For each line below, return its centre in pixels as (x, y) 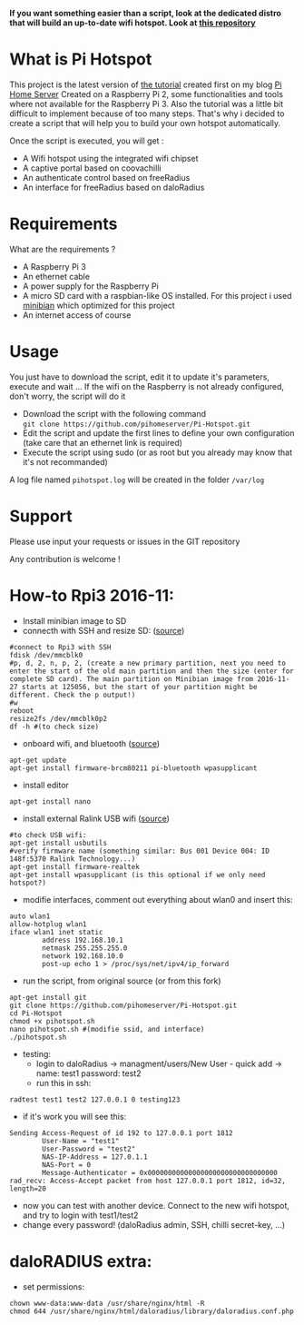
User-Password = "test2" (89, 1149)
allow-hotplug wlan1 (49, 924)
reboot (22, 711)
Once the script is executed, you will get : (87, 141)
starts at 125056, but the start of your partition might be (139, 687)
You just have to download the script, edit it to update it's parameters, (140, 377)
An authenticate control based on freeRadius (106, 177)
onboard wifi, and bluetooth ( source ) (91, 743)
